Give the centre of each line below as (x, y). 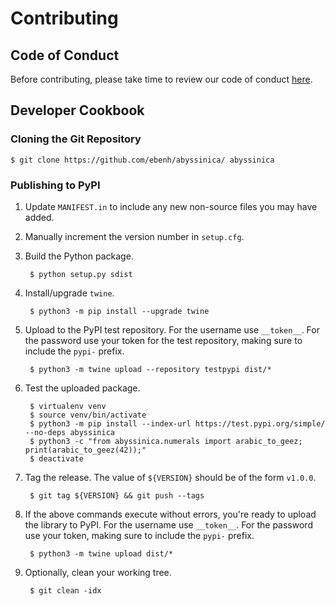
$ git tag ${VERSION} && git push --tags (117, 495)
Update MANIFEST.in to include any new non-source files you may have (171, 206)
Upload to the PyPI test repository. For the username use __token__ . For (172, 329)
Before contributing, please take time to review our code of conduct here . (161, 79)
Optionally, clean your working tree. (98, 572)
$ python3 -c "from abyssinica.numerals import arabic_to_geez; (166, 441)
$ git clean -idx (65, 590)
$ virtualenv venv (68, 406)
